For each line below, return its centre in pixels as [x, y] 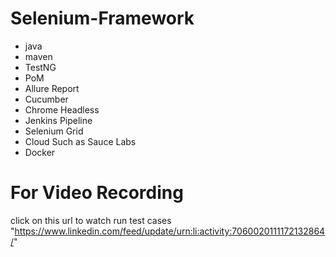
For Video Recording [97, 193]
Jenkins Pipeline [58, 120]
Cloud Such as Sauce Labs [80, 141]
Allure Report [52, 88]
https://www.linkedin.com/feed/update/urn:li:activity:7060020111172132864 [170, 231]
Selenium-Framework [102, 18]
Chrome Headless [62, 109]
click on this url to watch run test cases [91, 220]
